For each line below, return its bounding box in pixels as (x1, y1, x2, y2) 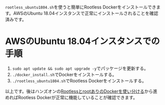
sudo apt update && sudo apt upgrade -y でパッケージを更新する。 (12, 65, 149, 71)
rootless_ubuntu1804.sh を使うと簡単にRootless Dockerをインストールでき (5, 4, 157, 10)
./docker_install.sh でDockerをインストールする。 (12, 72, 117, 78)
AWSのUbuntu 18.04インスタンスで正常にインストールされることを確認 (13, 10, 159, 16)
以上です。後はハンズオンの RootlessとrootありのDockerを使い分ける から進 (5, 88, 158, 95)
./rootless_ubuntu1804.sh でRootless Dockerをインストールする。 (12, 78, 147, 84)
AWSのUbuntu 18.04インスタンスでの (5, 36, 160, 47)
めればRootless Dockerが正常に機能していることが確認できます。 (5, 95, 137, 101)
